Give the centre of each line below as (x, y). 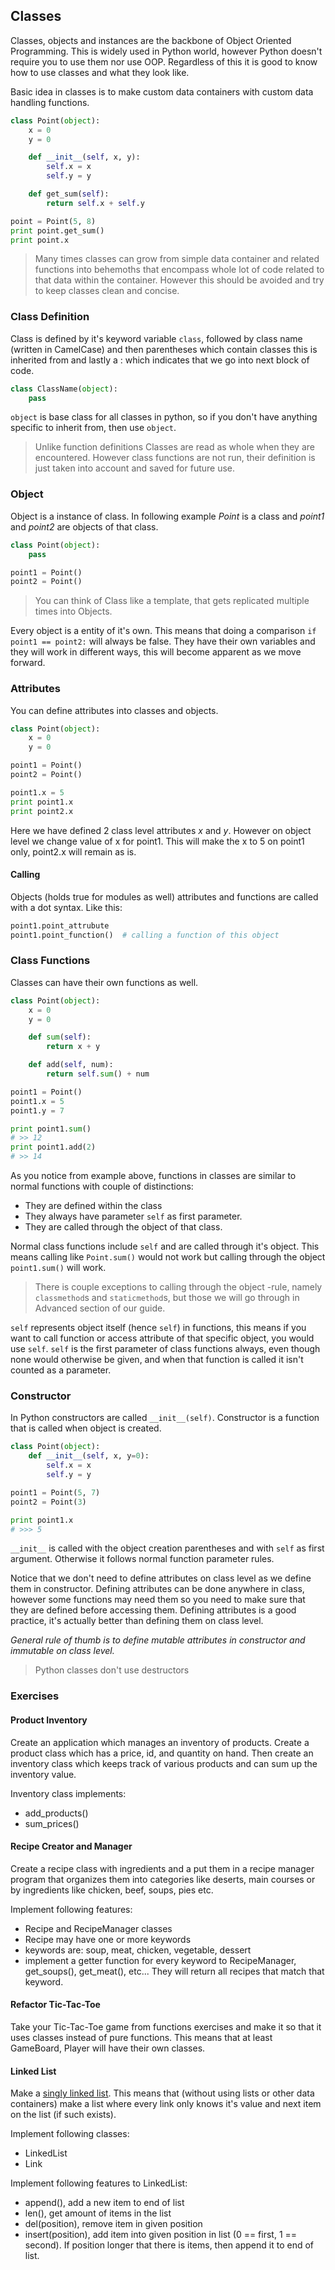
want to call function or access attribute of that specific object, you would (162, 1338)
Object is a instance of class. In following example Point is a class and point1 (167, 516)
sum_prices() (52, 1823)
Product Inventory (49, 1720)
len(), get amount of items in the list (98, 2213)
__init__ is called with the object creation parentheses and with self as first (167, 1548)
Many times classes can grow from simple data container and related (177, 259)
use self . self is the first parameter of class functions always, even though (165, 1349)
